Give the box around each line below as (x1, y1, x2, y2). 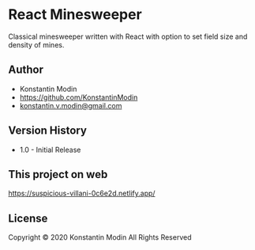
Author (8, 63, 43, 77)
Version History (8, 124, 87, 138)
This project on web (8, 168, 108, 181)
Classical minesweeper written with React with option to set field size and (8, 32, 248, 41)
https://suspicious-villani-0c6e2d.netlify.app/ (8, 188, 156, 199)
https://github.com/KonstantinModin (19, 93, 138, 102)
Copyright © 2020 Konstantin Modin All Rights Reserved (8, 233, 192, 242)
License (8, 211, 48, 225)
